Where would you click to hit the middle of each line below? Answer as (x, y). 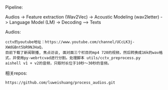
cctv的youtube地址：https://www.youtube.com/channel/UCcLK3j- (70, 42)
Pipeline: (14, 7)
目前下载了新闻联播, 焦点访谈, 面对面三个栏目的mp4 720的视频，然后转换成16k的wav (82, 52)
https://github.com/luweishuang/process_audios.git (60, 82)
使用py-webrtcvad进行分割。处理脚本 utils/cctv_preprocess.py (78, 58)
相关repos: (16, 73)
